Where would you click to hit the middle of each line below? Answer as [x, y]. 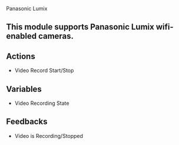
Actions [21, 56]
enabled [21, 36]
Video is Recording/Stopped [49, 136]
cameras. [56, 36]
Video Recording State [42, 103]
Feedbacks [27, 122]
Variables [24, 89]
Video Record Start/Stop [44, 71]
